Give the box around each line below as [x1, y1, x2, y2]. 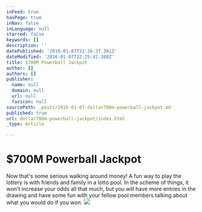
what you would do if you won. [6, 199, 83, 206]
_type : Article [6, 121, 45, 127]
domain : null [11, 88, 45, 94]
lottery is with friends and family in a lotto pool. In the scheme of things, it [6, 179, 189, 186]
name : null [11, 82, 39, 88]
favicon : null [11, 98, 47, 104]
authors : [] [6, 71, 36, 77]
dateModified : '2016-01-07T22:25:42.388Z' [6, 54, 115, 60]
